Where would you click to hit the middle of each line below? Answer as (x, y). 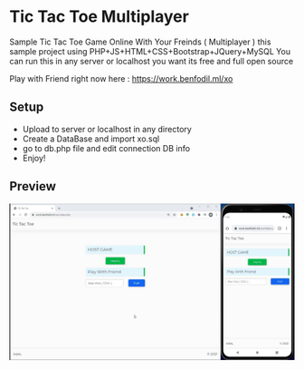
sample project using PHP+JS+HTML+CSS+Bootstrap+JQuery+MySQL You (150, 51)
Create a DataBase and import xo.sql (91, 139)
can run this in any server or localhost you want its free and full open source (152, 61)
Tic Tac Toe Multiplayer (100, 17)
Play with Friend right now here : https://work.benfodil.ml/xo (121, 78)
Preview (33, 186)
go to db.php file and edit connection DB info (106, 148)
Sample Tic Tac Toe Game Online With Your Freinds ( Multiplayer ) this (140, 42)
